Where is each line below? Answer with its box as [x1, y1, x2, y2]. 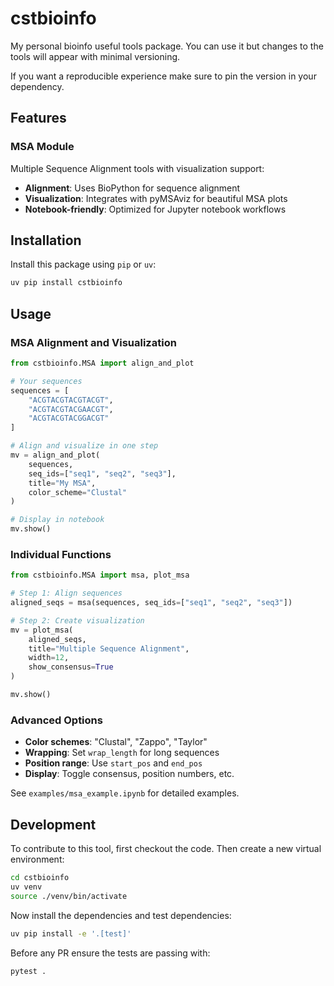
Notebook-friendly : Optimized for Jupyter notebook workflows [24, 203, 287, 215]
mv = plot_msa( [10, 625, 74, 635]
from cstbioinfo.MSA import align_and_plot [10, 358, 195, 368]
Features [10, 110, 67, 127]
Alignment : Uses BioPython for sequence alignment [24, 182, 241, 194]
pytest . [10, 966, 47, 976]
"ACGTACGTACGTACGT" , [28, 395, 114, 405]
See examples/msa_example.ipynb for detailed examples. [10, 787, 240, 799]
